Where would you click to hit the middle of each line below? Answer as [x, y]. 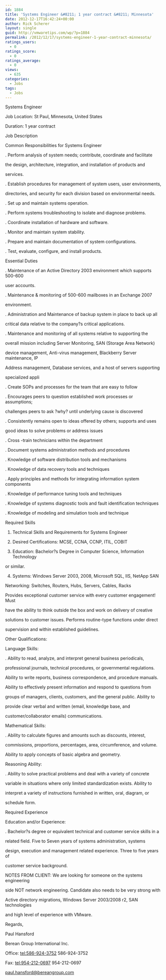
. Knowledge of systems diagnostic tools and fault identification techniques [82, 503]
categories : [17, 79]
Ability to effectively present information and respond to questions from [78, 687]
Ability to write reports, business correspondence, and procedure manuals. [82, 678]
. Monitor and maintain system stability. [45, 232]
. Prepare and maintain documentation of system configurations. [71, 242]
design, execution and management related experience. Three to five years [82, 851]
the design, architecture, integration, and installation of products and [75, 165]
